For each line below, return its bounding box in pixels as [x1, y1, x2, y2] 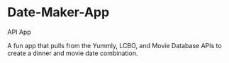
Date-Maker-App [7, 4, 110, 21]
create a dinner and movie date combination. [7, 49, 138, 57]
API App [7, 28, 32, 36]
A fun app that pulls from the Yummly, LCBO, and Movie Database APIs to [7, 41, 222, 50]
